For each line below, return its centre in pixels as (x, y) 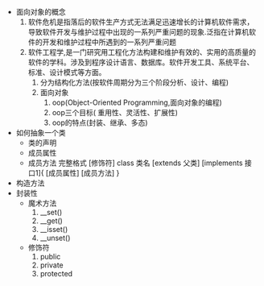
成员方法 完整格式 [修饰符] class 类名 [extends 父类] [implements (135, 163)
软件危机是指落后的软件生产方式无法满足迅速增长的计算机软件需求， (141, 22)
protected (56, 274)
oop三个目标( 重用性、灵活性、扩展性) (115, 112)
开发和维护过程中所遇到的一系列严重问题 (109, 42)
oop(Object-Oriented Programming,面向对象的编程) (137, 102)
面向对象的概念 (41, 12)
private (52, 265)
